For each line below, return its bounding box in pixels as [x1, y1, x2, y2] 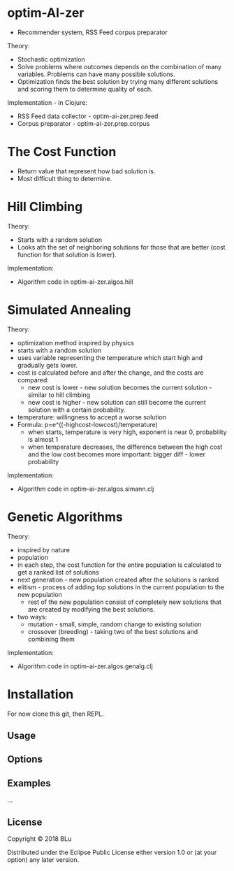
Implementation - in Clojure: [7, 98, 87, 106]
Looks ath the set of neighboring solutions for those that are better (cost [17, 243, 226, 251]
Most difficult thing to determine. [17, 174, 112, 182]
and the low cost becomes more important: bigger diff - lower [27, 449, 206, 459]
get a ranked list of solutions [17, 568, 99, 576]
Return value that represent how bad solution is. [17, 166, 156, 175]
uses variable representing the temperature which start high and [17, 353, 203, 361]
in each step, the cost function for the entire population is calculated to [17, 561, 221, 569]
